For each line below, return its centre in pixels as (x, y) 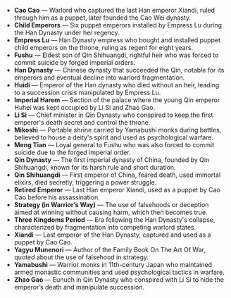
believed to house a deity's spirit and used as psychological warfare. (113, 137)
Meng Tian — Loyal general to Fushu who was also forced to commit (114, 145)
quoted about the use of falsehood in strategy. (81, 257)
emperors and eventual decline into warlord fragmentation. (99, 77)
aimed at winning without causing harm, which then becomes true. (111, 212)
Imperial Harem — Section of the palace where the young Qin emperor (117, 100)
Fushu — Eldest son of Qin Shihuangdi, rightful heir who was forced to (116, 55)
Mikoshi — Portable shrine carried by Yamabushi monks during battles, (118, 130)
